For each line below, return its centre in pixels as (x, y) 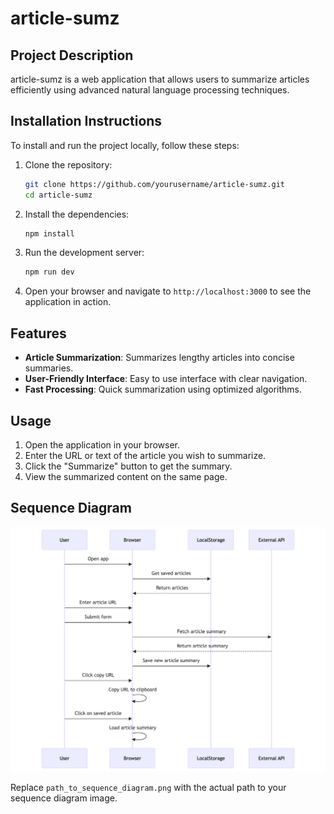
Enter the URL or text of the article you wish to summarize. (145, 455)
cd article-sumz (58, 195)
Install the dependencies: (77, 214)
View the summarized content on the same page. (126, 476)
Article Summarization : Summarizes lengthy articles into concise (159, 358)
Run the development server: (84, 253)
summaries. (49, 368)
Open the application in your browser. (102, 444)
